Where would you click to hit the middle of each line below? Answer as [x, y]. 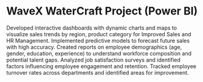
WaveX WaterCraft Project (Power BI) [102, 11]
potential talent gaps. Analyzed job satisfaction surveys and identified [94, 60]
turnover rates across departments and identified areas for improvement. [98, 72]
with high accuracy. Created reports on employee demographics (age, [94, 47]
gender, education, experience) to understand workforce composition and [99, 53]
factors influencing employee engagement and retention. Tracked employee [101, 66]
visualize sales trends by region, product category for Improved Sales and [99, 34]
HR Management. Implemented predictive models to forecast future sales [98, 40]
